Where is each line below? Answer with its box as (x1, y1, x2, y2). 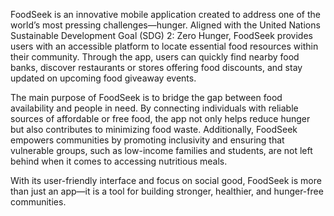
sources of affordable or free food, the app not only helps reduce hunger (10, 113, 311, 124)
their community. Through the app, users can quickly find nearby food (10, 51, 300, 63)
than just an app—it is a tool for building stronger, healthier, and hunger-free (10, 185, 324, 197)
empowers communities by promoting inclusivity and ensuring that (10, 134, 285, 146)
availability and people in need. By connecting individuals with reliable (10, 102, 299, 114)
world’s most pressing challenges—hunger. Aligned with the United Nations (10, 19, 321, 31)
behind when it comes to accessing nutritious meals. (10, 155, 228, 167)
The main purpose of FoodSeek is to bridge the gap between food (10, 92, 283, 103)
